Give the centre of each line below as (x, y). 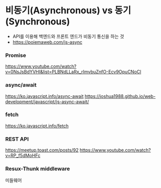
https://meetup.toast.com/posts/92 (42, 150)
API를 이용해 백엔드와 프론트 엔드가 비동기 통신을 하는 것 (68, 36)
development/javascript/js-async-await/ (47, 101)
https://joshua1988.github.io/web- (120, 96)
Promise (16, 55)
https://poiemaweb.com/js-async (47, 42)
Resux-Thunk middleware (38, 169)
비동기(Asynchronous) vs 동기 (68, 10)
